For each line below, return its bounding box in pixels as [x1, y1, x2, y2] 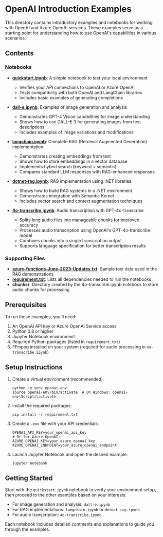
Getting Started [5, 474, 53, 482]
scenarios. [5, 35, 26, 41]
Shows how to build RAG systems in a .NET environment [19, 188, 132, 193]
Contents [5, 49, 34, 58]
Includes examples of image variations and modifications [19, 129, 134, 135]
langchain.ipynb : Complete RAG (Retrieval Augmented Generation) [12, 138, 147, 144]
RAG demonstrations [12, 271, 54, 277]
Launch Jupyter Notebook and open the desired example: [12, 451, 128, 457]
